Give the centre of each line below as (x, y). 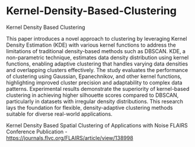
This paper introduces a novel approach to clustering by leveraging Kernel (97, 38)
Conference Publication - (37, 132)
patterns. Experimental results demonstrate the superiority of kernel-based (98, 89)
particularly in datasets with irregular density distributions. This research (95, 101)
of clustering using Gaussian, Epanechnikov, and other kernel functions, (94, 76)
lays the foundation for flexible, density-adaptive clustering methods (89, 107)
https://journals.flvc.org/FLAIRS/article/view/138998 (70, 138)
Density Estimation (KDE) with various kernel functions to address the (91, 45)
